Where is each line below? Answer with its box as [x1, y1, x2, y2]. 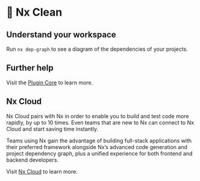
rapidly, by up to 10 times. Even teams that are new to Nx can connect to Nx [6, 119, 195, 126]
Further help [6, 63, 54, 73]
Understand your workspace [6, 30, 116, 40]
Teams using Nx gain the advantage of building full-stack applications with [6, 137, 192, 144]
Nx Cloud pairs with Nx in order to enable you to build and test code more [6, 112, 189, 119]
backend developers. [6, 156, 59, 164]
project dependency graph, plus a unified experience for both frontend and [6, 150, 193, 157]
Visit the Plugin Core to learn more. [6, 78, 93, 86]
